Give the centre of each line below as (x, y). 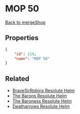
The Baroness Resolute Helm (42, 101)
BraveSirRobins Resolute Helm (43, 91)
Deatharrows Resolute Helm (41, 107)
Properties (22, 38)
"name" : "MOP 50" (32, 58)
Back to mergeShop (25, 22)
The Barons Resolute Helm (40, 96)
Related (17, 79)
